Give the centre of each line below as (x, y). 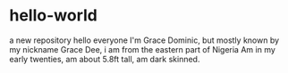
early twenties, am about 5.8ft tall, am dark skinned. (105, 59)
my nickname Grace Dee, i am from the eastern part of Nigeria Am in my (142, 49)
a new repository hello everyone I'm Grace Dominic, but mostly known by (144, 40)
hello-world (54, 16)
